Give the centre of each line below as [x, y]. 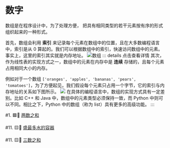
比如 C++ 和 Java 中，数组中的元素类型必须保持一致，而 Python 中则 [87, 98]
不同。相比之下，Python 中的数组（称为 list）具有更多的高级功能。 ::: [82, 104]
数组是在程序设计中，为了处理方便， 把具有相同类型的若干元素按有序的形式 [84, 25]
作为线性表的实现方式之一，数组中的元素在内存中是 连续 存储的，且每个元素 [85, 62]
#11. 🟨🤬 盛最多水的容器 [30, 127]
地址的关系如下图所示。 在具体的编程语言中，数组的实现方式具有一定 [85, 92]
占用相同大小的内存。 [28, 68]
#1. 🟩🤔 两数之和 [22, 115]
